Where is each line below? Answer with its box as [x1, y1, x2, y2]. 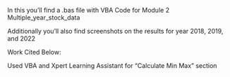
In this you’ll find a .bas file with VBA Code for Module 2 [7, 6, 170, 14]
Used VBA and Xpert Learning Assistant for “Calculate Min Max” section [7, 62, 217, 69]
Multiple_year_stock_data [7, 13, 80, 22]
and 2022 [7, 34, 36, 43]
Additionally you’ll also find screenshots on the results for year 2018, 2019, [7, 27, 224, 35]
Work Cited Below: [7, 48, 61, 56]
